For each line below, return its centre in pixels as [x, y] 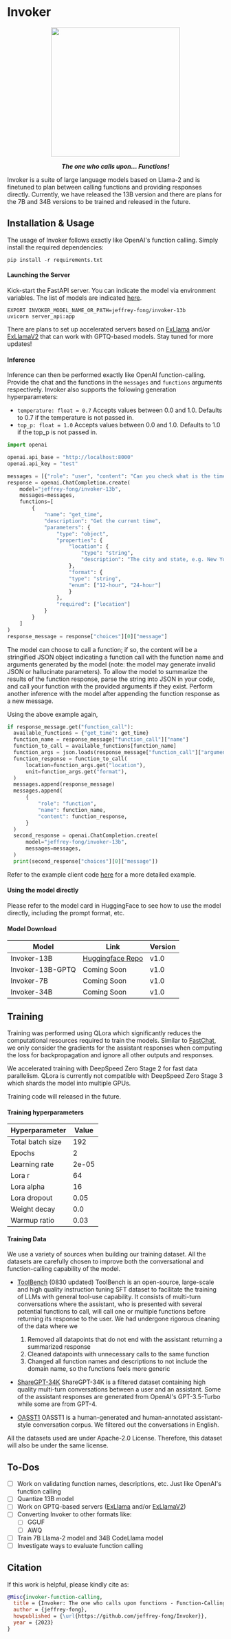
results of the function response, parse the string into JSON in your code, [111, 679]
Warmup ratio [33, 1221]
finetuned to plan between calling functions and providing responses [104, 187]
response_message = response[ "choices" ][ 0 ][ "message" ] [87, 636]
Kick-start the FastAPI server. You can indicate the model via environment [112, 290]
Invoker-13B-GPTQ [43, 970]
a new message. [30, 701]
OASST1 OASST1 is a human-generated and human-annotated [105, 1418]
